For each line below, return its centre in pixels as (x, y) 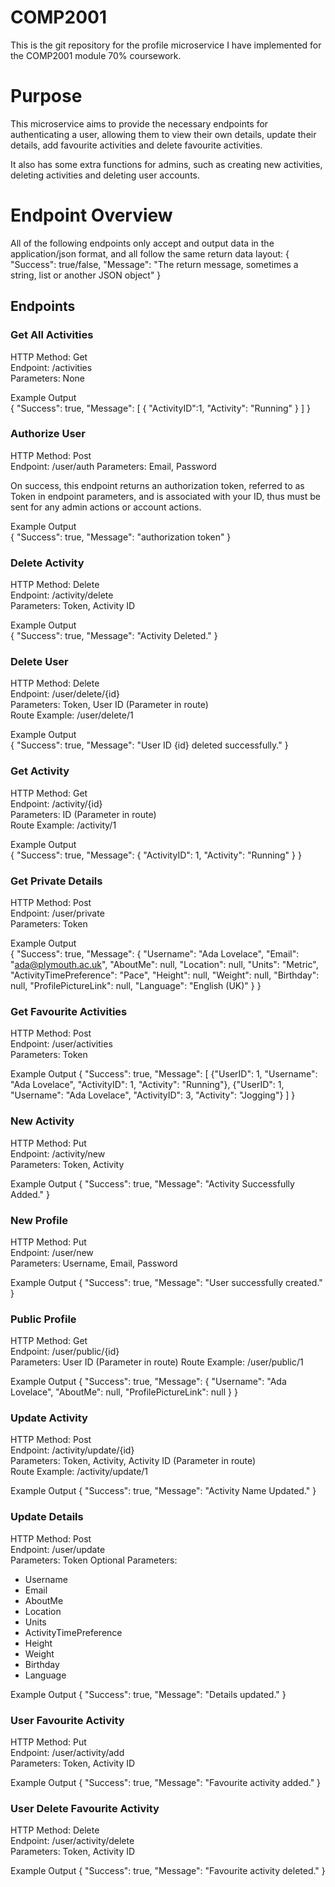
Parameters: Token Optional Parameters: (94, 1560)
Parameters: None (47, 378)
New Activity (42, 1121)
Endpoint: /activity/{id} (56, 803)
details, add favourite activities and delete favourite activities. (136, 145)
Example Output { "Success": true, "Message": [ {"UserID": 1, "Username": (164, 1074)
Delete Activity (47, 563)
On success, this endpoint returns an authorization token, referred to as (157, 485)
